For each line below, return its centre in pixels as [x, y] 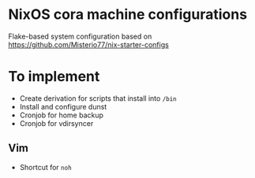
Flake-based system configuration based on [80, 36]
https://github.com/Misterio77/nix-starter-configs [89, 44]
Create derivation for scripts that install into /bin [98, 98]
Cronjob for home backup [62, 115]
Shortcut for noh [46, 167]
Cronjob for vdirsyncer [56, 123]
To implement [54, 77]
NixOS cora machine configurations [127, 15]
